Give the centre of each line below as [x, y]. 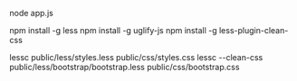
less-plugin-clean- [254, 30]
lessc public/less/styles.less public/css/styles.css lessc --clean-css [136, 57]
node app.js [32, 13]
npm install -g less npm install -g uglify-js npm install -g [113, 30]
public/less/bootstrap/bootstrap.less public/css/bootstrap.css [125, 67]
